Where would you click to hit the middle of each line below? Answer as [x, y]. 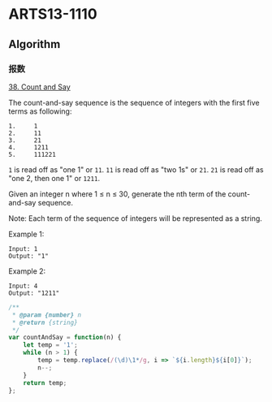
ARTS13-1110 [53, 14]
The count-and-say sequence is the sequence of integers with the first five [134, 102]
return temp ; [45, 383]
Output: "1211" [34, 293]
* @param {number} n [47, 315]
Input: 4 [23, 286]
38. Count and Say [39, 87]
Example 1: [26, 234]
